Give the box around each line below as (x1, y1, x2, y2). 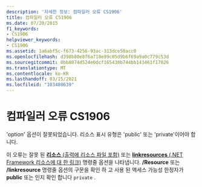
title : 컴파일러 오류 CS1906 (6, 14, 73, 21)
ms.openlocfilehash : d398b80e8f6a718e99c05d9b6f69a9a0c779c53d (6, 54, 169, 60)
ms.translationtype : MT (6, 65, 67, 71)
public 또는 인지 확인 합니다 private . (6, 173, 96, 181)
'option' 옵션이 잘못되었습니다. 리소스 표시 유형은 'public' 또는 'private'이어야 (6, 130, 189, 138)
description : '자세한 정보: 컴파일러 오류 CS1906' (6, 8, 123, 15)
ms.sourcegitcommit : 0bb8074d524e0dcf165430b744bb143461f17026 (6, 59, 169, 65)
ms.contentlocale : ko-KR (6, 71, 69, 77)
